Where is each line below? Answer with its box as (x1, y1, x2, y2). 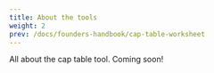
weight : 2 (9, 21, 46, 30)
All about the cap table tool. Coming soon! (9, 54, 164, 65)
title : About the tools (9, 12, 98, 22)
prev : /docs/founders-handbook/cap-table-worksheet (9, 29, 205, 38)
